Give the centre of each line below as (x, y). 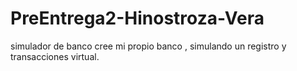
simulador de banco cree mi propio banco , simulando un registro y (148, 46)
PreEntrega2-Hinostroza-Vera (137, 18)
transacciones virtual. (55, 56)
